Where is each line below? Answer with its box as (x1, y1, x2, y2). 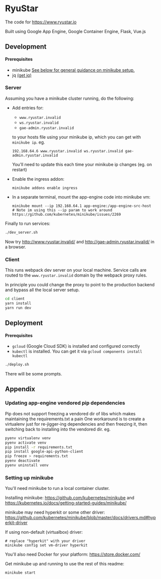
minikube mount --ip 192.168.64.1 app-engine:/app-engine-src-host (12, 203, 151, 208)
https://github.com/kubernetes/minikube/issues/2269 (12, 212, 121, 217)
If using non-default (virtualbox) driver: (5, 529, 83, 535)
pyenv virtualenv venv (5, 435, 51, 441)
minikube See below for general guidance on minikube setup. (12, 67, 135, 73)
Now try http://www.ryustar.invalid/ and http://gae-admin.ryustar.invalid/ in (5, 239, 155, 244)
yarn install (5, 300, 32, 306)
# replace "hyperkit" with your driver (5, 539, 86, 543)
